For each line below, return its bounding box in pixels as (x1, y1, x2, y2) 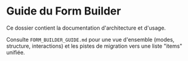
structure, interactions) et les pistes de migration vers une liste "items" (6, 42, 183, 50)
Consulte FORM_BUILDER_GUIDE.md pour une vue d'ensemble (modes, (6, 36, 175, 43)
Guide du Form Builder (6, 4, 121, 18)
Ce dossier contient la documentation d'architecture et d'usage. (6, 24, 166, 31)
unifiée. (6, 48, 25, 56)
